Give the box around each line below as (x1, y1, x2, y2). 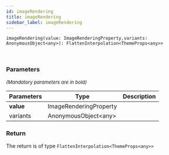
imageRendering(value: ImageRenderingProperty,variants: (6, 36, 148, 42)
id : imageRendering (6, 8, 54, 15)
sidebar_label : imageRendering (6, 19, 82, 25)
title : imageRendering (6, 14, 61, 20)
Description (122, 92, 156, 100)
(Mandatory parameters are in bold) (6, 78, 87, 85)
